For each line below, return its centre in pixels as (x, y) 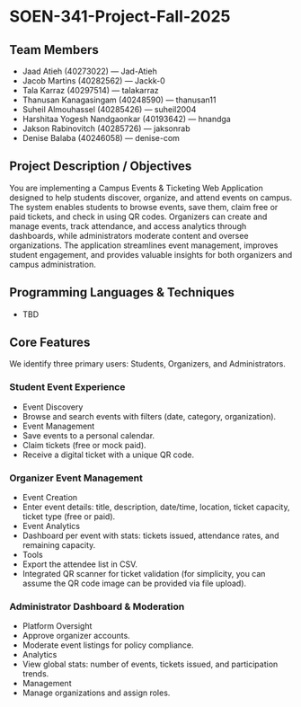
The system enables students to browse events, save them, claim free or (144, 207)
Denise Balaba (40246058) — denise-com (101, 138)
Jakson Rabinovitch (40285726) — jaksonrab (106, 128)
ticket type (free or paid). (69, 517)
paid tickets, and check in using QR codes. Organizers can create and (138, 217)
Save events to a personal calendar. (89, 435)
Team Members (54, 50)
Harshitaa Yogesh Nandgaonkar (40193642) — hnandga (126, 119)
